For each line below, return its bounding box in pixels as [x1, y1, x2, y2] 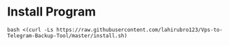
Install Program [7, 4, 96, 20]
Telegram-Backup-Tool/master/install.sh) [7, 32, 128, 39]
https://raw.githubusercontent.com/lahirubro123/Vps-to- [56, 26, 223, 33]
